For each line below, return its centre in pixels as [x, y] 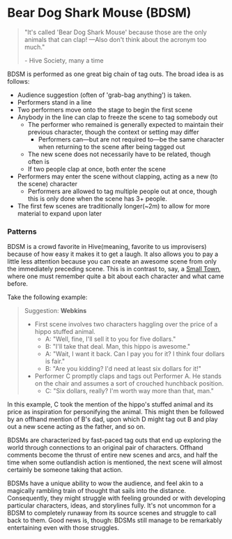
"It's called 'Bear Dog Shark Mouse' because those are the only [115, 32]
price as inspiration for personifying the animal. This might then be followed [116, 412]
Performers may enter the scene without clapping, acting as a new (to [117, 176]
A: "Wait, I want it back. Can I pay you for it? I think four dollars [135, 354]
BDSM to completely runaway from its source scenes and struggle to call [112, 513]
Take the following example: [47, 297]
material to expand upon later [60, 213]
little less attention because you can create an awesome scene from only [112, 261]
